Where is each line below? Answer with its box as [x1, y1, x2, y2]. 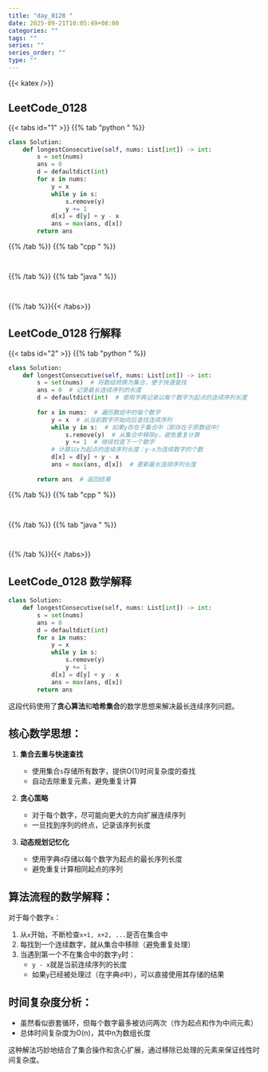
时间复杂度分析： [8, 995, 93, 1009]
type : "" [8, 57, 37, 65]
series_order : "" [8, 49, 66, 57]
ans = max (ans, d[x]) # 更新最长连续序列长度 [50, 460, 197, 468]
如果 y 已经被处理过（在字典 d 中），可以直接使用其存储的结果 [31, 970, 225, 979]
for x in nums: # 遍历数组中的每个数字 [37, 408, 161, 416]
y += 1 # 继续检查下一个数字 [65, 438, 156, 446]
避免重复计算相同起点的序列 [31, 864, 124, 874]
